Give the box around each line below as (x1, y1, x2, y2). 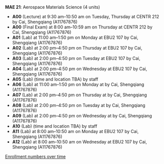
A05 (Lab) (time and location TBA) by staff (12, 76, 99, 82)
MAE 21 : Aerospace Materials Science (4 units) (5, 4, 100, 10)
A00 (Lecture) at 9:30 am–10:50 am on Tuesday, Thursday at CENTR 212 (12, 14, 160, 19)
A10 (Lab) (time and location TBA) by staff (12, 123, 97, 129)
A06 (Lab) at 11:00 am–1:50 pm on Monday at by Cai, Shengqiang (12, 82, 144, 87)
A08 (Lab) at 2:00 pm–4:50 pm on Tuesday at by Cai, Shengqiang (12, 103, 145, 108)
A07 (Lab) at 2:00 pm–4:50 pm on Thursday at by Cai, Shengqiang (12, 92, 147, 98)
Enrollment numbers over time (5, 154, 66, 159)
